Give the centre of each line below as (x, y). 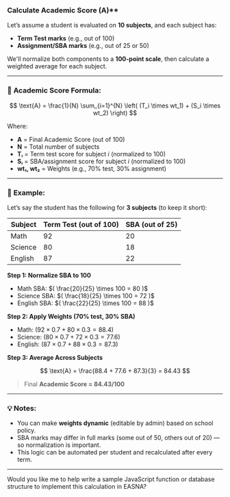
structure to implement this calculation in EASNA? (77, 487)
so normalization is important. (59, 445)
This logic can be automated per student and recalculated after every (115, 452)
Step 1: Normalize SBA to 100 (49, 275)
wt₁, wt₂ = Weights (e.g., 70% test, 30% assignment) (91, 168)
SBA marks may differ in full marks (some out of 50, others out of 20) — (118, 438)
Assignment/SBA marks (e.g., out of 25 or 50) (83, 46)
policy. (26, 431)
